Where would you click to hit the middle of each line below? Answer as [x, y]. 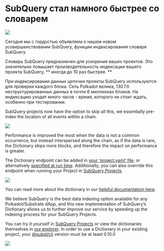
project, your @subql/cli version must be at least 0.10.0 [60, 234]
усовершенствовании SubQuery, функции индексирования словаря [76, 46]
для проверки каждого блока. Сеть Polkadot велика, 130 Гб [67, 86]
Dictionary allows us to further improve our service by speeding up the [76, 209]
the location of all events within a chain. [57, 116]
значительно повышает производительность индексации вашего [73, 66]
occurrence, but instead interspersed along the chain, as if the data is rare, [81, 140]
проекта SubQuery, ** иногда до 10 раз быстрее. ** [59, 72]
